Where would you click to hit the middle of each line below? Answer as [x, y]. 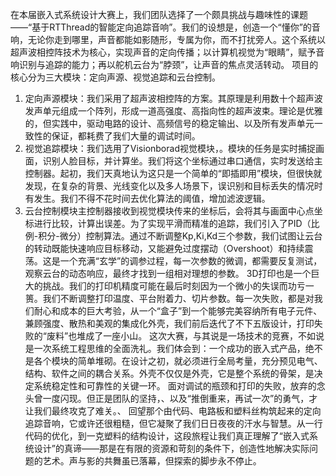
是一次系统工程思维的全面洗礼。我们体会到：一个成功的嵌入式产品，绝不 [173, 348]
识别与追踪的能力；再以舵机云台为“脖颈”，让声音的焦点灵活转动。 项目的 [168, 64]
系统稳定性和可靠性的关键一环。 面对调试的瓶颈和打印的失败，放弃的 [175, 386]
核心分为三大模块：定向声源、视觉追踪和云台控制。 [115, 77]
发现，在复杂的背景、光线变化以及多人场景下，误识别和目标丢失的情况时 [173, 186]
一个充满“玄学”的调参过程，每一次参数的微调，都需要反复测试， [191, 261]
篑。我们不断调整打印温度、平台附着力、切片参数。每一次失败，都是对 [169, 298]
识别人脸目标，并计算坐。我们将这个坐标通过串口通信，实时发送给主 [182, 161]
